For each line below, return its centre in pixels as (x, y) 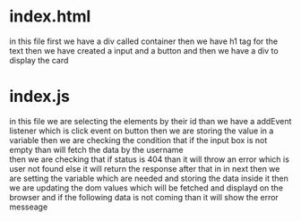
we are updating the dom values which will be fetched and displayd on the (146, 187)
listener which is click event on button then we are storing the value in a (142, 131)
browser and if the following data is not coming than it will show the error (144, 197)
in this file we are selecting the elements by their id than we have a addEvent (150, 121)
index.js (39, 97)
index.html (50, 17)
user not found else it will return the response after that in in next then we (145, 168)
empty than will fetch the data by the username (96, 149)
